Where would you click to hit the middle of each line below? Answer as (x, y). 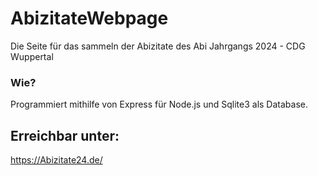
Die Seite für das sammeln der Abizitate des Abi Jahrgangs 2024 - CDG (158, 46)
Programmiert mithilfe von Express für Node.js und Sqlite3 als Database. (159, 104)
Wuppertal (32, 56)
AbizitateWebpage (89, 18)
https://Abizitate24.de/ (56, 160)
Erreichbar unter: (65, 135)
